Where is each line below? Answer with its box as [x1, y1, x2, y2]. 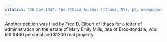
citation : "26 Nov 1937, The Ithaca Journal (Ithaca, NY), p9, [5, 7, 139, 12]
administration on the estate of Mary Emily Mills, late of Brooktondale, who [5, 26, 158, 32]
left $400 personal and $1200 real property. [5, 31, 95, 37]
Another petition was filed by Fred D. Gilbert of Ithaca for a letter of [5, 21, 143, 27]
